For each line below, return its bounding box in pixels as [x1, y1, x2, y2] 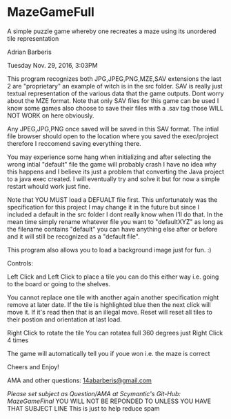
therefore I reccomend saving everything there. [7, 139, 141, 147]
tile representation [7, 34, 59, 42]
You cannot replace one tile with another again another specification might [7, 293, 219, 301]
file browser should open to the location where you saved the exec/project [7, 132, 219, 140]
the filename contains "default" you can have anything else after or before [7, 225, 218, 233]
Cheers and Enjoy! [7, 362, 60, 371]
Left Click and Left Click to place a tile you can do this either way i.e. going [7, 272, 219, 281]
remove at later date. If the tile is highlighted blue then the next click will [7, 300, 212, 308]
